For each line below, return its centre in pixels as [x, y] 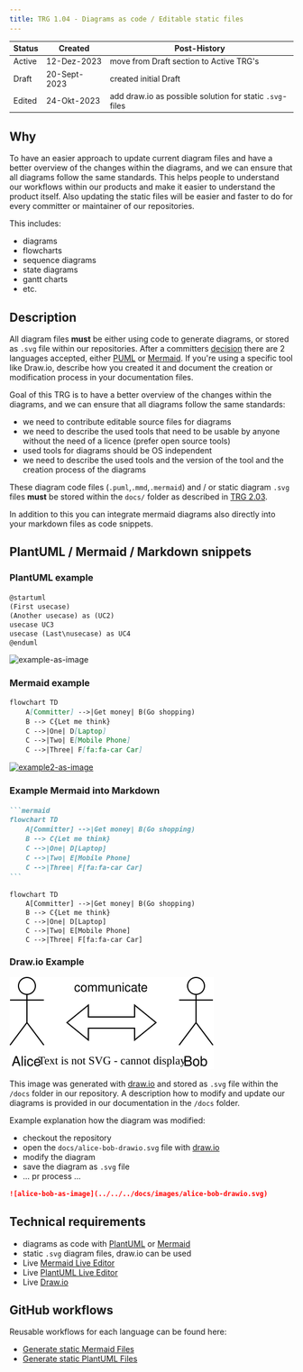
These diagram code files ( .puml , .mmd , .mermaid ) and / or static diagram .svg [150, 487]
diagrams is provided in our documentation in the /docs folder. [125, 1102]
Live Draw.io [46, 1282]
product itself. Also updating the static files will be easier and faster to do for [151, 197]
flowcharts [42, 251]
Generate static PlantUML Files [80, 1359]
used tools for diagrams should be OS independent [117, 450]
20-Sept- [65, 74]
